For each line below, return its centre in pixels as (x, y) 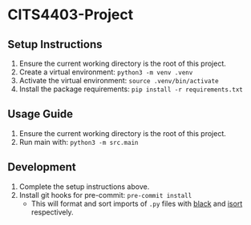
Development (42, 167)
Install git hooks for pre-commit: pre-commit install (105, 195)
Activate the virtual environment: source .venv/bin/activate (119, 80)
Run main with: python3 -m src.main (79, 142)
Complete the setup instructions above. (84, 187)
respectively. (52, 212)
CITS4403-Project (71, 15)
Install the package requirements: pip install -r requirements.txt (131, 89)
